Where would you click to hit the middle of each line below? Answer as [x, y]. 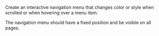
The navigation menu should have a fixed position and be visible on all [78, 23]
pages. [12, 28]
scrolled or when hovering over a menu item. [52, 13]
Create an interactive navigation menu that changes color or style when [79, 7]
